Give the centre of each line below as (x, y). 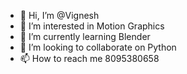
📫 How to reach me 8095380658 (89, 58)
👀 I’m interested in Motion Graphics (92, 26)
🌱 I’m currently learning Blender (85, 36)
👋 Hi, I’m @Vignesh (59, 15)
